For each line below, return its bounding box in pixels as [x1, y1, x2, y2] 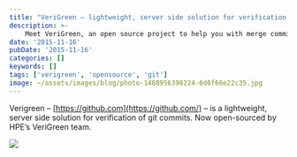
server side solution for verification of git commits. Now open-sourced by [9, 112, 277, 123]
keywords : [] [9, 63, 57, 71]
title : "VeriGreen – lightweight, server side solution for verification [9, 12, 287, 22]
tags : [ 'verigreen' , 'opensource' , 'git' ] [9, 71, 168, 79]
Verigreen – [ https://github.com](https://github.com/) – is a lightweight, [9, 102, 268, 113]
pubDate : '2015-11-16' [9, 46, 93, 55]
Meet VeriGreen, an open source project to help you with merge [25, 29, 267, 38]
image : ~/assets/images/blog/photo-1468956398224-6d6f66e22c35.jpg [9, 78, 263, 87]
